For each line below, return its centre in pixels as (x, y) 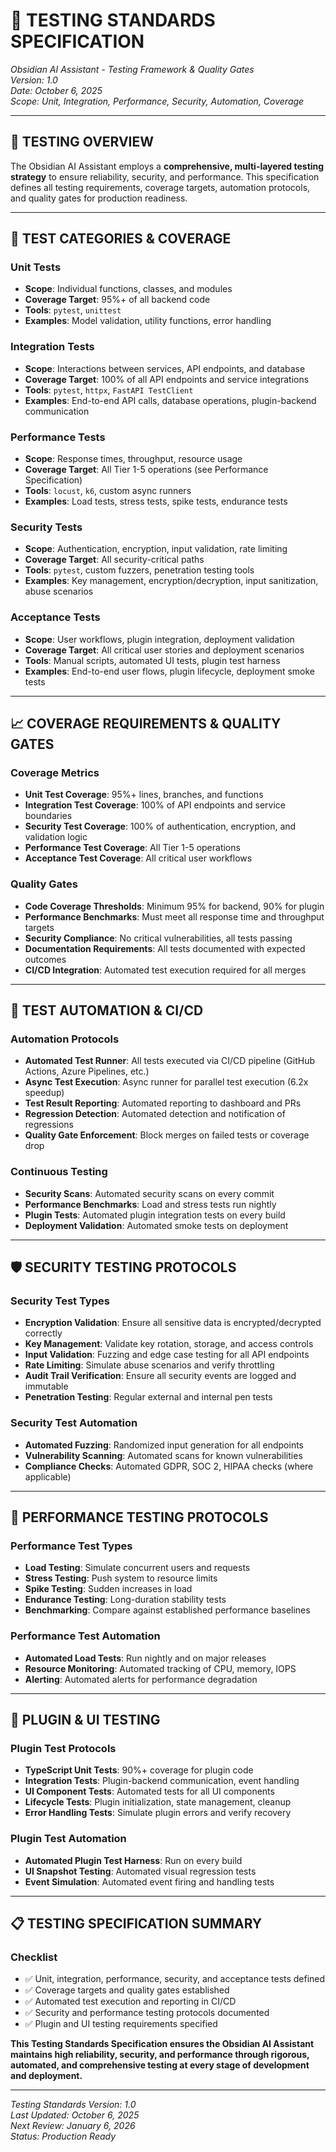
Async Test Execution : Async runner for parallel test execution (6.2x (166, 1082)
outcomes (45, 959)
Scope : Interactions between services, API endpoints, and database (165, 368)
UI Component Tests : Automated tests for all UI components (149, 1791)
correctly (43, 1333)
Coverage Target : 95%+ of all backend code (117, 300)
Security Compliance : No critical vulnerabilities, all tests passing (158, 938)
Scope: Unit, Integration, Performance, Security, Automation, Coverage (157, 101)
